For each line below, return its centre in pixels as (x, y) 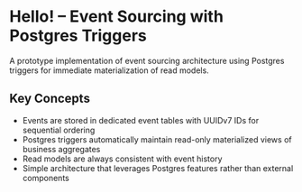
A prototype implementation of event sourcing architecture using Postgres (147, 60)
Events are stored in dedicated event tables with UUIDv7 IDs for (141, 120)
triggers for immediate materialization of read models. (109, 70)
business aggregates (61, 149)
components (46, 178)
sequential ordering (59, 130)
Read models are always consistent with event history (122, 159)
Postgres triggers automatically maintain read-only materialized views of (157, 139)
